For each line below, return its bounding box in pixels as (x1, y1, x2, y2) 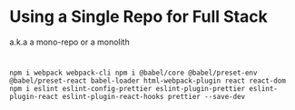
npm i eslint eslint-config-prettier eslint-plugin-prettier (9, 85, 246, 94)
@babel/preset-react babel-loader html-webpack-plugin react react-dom (9, 76, 286, 85)
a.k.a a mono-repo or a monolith (9, 36, 130, 47)
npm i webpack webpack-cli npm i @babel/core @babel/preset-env (9, 68, 258, 78)
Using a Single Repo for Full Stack (9, 6, 268, 27)
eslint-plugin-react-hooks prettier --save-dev (62, 93, 246, 102)
